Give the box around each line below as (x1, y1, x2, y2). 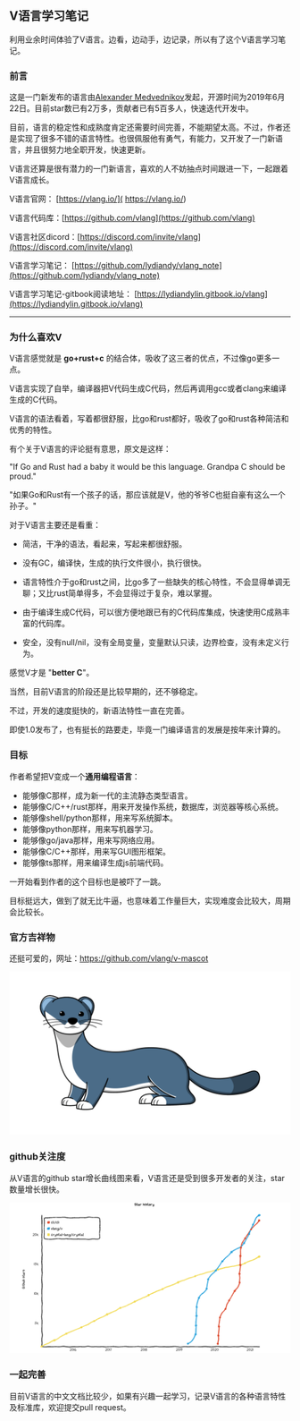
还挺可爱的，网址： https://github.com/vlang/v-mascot (9, 953, 209, 964)
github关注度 (9, 1151, 66, 1163)
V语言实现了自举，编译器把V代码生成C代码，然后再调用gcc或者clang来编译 (9, 383, 287, 394)
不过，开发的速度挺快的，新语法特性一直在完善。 (9, 705, 189, 716)
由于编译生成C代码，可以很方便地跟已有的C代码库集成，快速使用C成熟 (21, 607, 283, 617)
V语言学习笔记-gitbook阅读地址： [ (9, 289, 137, 300)
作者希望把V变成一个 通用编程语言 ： (9, 770, 140, 781)
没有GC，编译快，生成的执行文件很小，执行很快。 (21, 557, 207, 568)
